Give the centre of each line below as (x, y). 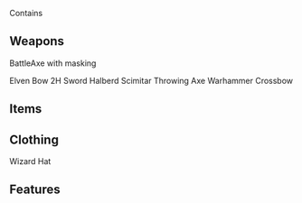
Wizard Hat (30, 161)
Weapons (37, 41)
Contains (26, 13)
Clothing (34, 139)
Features (35, 190)
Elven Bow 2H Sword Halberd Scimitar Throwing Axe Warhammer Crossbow (151, 80)
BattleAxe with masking (53, 63)
